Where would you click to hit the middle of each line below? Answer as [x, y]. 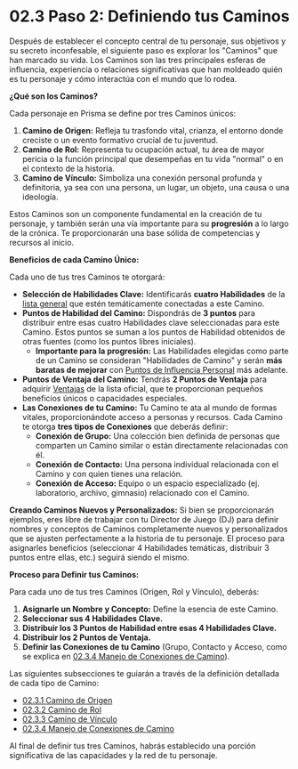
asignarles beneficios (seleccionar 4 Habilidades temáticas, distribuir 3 [139, 547]
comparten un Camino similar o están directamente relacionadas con [162, 445]
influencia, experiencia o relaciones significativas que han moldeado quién [146, 69]
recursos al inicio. [41, 242]
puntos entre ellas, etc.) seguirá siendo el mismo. [99, 557]
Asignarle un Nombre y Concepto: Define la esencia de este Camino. [150, 609]
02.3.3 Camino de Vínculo [69, 719]
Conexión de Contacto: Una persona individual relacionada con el [157, 464]
